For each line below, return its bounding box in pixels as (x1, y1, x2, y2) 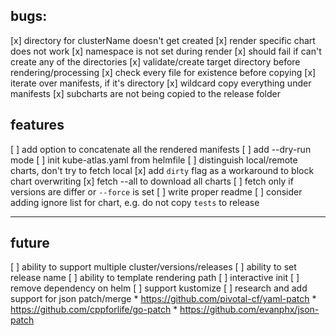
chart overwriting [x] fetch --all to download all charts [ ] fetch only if (10, 175, 294, 187)
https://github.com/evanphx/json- (179, 304, 320, 316)
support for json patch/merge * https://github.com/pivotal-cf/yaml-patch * (10, 293, 317, 305)
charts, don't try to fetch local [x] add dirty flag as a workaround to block (10, 164, 315, 176)
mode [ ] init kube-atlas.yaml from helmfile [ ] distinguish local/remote (10, 154, 298, 166)
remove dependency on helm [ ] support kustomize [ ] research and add (10, 282, 308, 294)
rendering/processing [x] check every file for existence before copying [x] (10, 66, 317, 78)
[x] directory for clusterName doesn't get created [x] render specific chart (10, 34, 316, 46)
